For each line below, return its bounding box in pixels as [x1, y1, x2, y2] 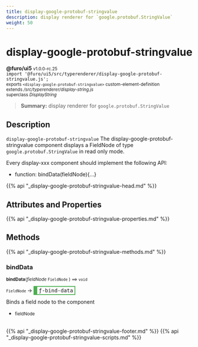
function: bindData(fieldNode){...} [14, 171, 96, 178]
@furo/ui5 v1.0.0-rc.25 [6, 65, 58, 72]
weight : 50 [6, 20, 33, 26]
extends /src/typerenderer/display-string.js [6, 87, 93, 93]
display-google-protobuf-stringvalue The [6, 135, 110, 142]
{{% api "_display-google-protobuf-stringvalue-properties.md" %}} [6, 215, 170, 222]
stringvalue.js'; [6, 77, 49, 82]
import [6, 71, 22, 77]
